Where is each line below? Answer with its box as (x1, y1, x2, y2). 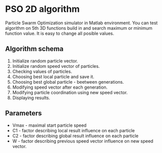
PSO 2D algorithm (5, 3, 80, 15)
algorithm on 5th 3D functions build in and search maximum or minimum (5, 25, 153, 31)
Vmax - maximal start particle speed (12, 122, 87, 128)
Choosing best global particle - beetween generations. (12, 79, 124, 85)
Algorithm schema (5, 45, 63, 53)
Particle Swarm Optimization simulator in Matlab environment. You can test (5, 20, 158, 26)
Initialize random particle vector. (12, 58, 78, 64)
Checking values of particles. (12, 68, 72, 74)
